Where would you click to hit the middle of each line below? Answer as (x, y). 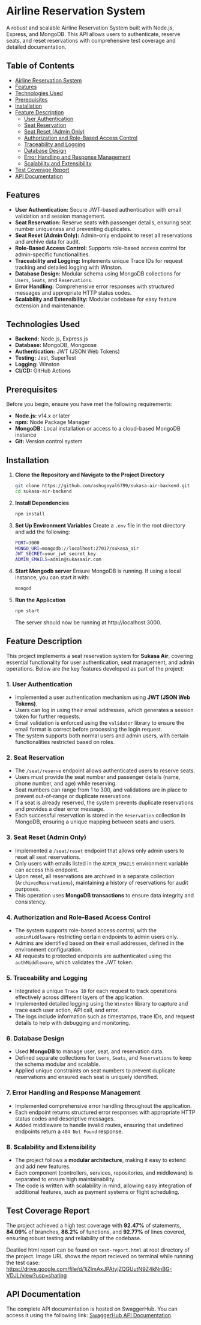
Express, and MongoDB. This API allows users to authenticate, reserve (93, 34)
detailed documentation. (36, 47)
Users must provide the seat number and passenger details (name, (97, 777)
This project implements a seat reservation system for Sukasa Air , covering (100, 656)
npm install (30, 514)
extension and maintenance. (50, 306)
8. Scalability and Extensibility (51, 1147)
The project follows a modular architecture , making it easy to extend (100, 1160)
